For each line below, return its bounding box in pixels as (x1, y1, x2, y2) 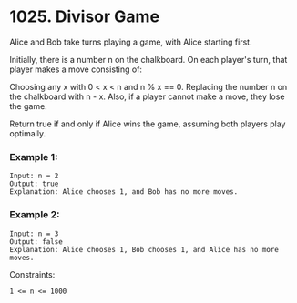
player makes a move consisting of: (9, 64, 143, 75)
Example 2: (9, 208, 60, 221)
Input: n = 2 (9, 171, 59, 181)
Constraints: (9, 268, 56, 279)
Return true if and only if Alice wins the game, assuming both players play (9, 118, 286, 129)
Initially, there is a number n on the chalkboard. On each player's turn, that (9, 54, 288, 65)
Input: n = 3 (9, 229, 59, 238)
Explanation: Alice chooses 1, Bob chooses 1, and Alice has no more (9, 245, 280, 254)
